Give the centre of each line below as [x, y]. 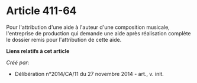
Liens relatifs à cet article [38, 51]
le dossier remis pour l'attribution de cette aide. [64, 39]
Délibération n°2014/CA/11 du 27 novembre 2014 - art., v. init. [89, 74]
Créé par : [18, 62]
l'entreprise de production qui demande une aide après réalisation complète [98, 33]
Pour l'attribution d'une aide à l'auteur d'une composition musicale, [88, 27]
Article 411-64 [41, 11]
